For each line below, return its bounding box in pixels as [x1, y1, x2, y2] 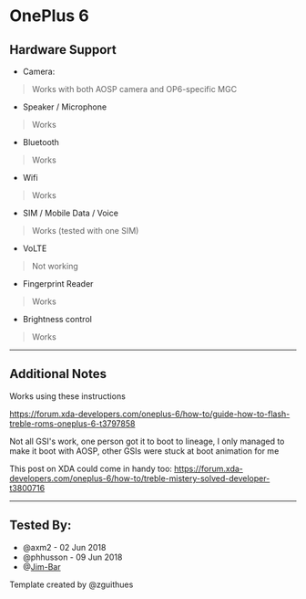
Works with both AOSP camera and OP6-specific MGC [31, 84, 238, 94]
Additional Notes [9, 366, 107, 382]
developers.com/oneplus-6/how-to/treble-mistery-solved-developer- [9, 472, 270, 484]
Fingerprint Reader [22, 278, 94, 289]
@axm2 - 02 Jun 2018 [22, 541, 107, 552]
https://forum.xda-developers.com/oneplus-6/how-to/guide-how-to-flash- [9, 408, 291, 419]
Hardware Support [9, 42, 117, 58]
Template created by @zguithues [9, 579, 134, 590]
